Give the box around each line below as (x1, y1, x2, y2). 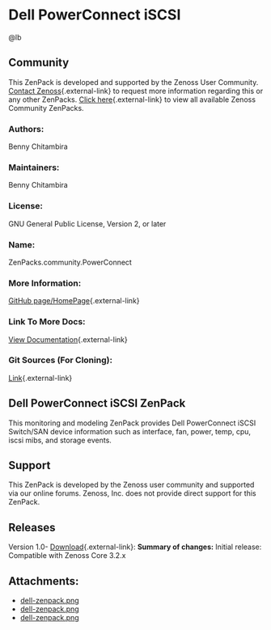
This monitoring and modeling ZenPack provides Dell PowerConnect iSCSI (8, 418, 256, 428)
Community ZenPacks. (8, 103, 84, 112)
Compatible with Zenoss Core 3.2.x (8, 551, 126, 560)
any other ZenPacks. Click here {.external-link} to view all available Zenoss (8, 95, 256, 104)
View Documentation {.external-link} (8, 334, 128, 345)
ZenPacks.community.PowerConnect (8, 257, 132, 267)
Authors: (8, 123, 44, 134)
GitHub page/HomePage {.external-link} (8, 296, 140, 306)
